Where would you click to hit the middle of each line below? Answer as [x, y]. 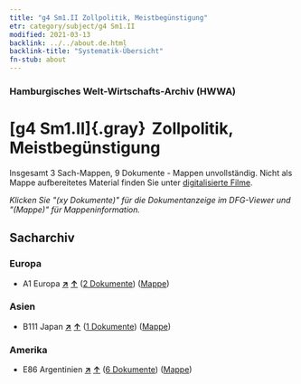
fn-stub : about [38, 60]
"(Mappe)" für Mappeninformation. [75, 210]
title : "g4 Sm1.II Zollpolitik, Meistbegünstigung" [108, 18]
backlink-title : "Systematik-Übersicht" [87, 52]
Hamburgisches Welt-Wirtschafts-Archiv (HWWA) [123, 91]
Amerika [28, 350]
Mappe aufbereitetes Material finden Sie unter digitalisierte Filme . [131, 183]
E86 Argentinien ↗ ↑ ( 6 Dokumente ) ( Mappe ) [107, 370]
